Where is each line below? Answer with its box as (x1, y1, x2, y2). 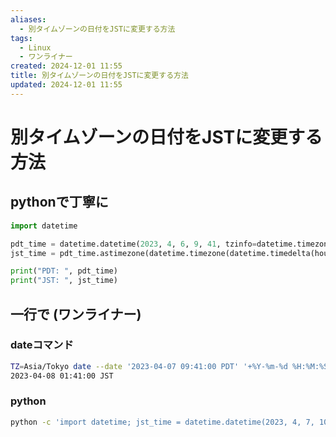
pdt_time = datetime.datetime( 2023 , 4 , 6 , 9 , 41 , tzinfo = (10, 239, 257, 249)
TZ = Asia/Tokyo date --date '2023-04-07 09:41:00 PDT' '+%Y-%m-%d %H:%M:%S (10, 361, 329, 371)
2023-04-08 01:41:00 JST (10, 371, 114, 381)
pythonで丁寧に (10, 194, 109, 211)
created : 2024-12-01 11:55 (10, 61, 123, 71)
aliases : (10, 14, 47, 25)
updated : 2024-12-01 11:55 (10, 80, 123, 90)
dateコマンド (10, 338, 74, 352)
